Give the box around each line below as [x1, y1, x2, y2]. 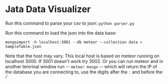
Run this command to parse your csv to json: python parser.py [5, 20, 135, 26]
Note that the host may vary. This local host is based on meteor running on [5, 53, 159, 59]
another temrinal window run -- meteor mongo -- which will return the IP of [5, 63, 157, 69]
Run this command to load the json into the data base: [5, 30, 117, 36]
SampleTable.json [5, 44, 42, 49]
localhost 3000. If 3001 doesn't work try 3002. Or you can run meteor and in [5, 58, 163, 64]
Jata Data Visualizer [5, 4, 91, 15]
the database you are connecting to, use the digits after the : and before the [5, 69, 163, 75]
